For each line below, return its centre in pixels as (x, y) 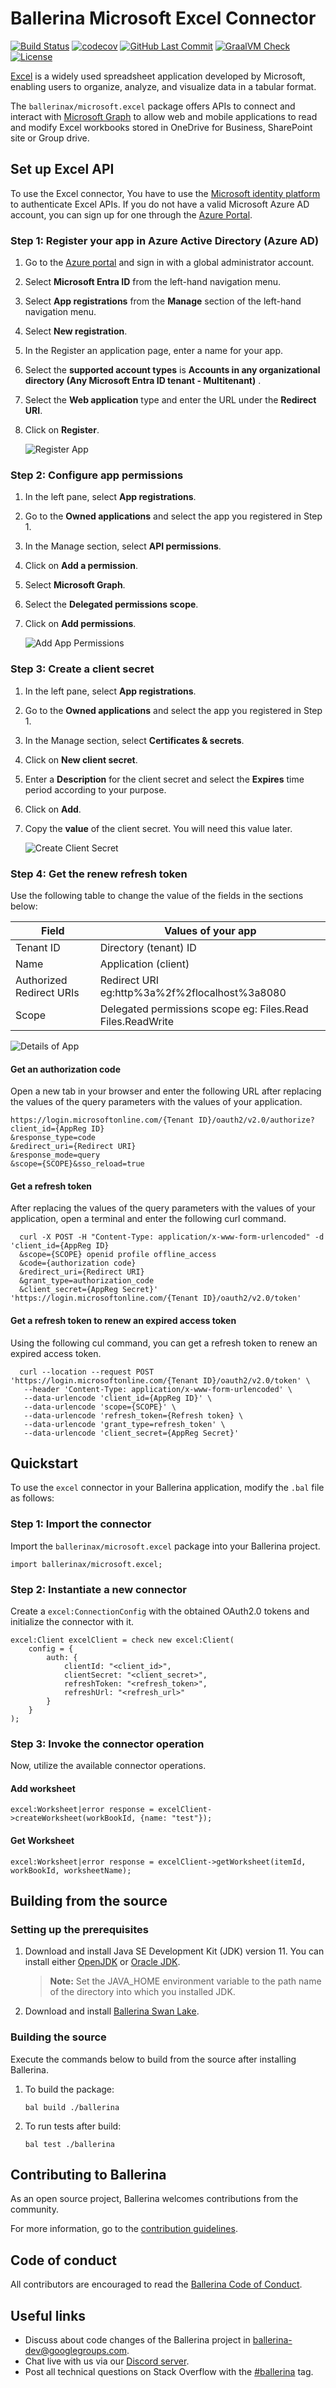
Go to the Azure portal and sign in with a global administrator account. (169, 263)
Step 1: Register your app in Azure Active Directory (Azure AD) (165, 240)
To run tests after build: (73, 2126)
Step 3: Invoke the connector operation (107, 1744)
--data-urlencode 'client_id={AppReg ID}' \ (118, 1398)
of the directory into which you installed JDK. (142, 1992)
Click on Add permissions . (80, 624)
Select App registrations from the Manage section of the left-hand (163, 301)
